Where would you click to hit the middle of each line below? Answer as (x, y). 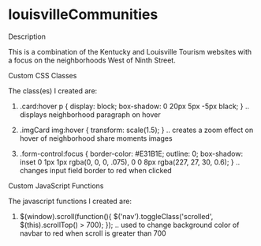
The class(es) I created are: (53, 91)
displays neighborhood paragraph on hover (90, 114)
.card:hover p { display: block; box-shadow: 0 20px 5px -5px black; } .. (134, 106)
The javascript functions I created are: (70, 201)
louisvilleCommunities (83, 15)
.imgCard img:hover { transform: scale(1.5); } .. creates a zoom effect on (136, 130)
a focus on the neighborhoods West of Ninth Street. (92, 60)
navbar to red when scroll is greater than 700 (93, 233)
